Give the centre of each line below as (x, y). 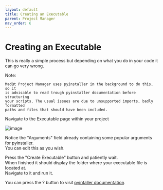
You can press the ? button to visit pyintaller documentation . (65, 183)
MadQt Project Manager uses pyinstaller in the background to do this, (79, 84)
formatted (15, 106)
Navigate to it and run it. (29, 173)
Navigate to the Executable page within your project (57, 119)
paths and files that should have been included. (56, 110)
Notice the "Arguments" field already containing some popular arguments (79, 138)
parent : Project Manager (30, 19)
